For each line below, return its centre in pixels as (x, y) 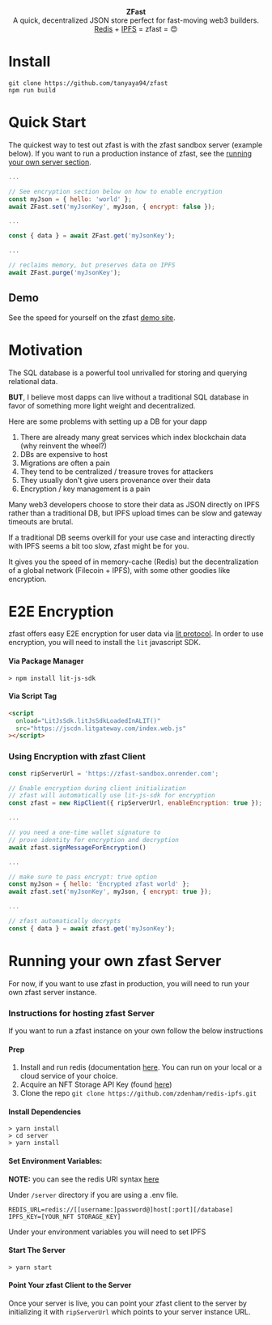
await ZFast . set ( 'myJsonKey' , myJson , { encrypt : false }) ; (112, 207)
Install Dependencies (45, 1111)
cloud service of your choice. (69, 1076)
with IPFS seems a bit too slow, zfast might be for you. (99, 545)
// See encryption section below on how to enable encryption (115, 191)
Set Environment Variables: (55, 1161)
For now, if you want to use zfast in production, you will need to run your (129, 983)
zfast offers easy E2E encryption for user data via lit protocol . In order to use (136, 634)
